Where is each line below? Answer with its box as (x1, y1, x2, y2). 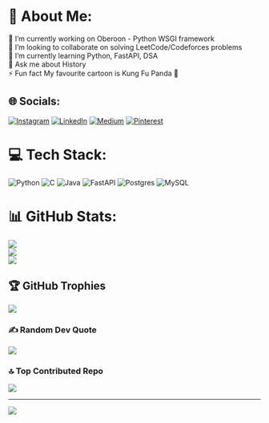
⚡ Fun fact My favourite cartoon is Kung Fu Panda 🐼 (8, 68, 179, 78)
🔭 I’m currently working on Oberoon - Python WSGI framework (8, 34, 215, 43)
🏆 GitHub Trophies (8, 279, 106, 293)
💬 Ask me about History (8, 59, 86, 69)
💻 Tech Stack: (8, 145, 107, 164)
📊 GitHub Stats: (8, 207, 118, 226)
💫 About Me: (8, 7, 93, 26)
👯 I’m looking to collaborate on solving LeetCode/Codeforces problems (8, 42, 243, 51)
